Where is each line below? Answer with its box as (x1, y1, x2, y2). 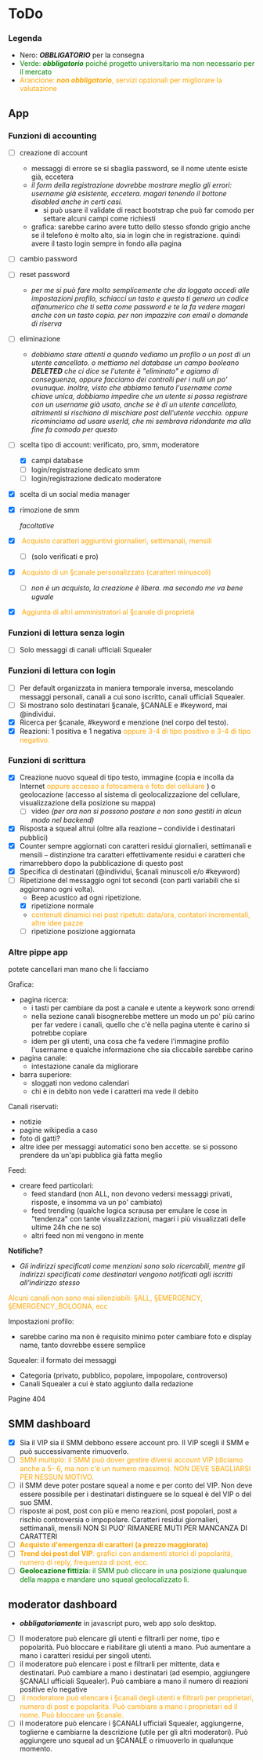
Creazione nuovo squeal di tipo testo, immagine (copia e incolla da (19, 772, 235, 782)
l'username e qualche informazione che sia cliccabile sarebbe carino (31, 1045, 254, 1054)
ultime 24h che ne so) (31, 1222, 102, 1232)
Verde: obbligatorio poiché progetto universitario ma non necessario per (19, 59, 255, 68)
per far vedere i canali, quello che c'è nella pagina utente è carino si (31, 1020, 250, 1029)
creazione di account (19, 148, 88, 158)
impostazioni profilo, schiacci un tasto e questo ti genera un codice (31, 294, 249, 303)
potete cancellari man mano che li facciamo (8, 965, 149, 974)
